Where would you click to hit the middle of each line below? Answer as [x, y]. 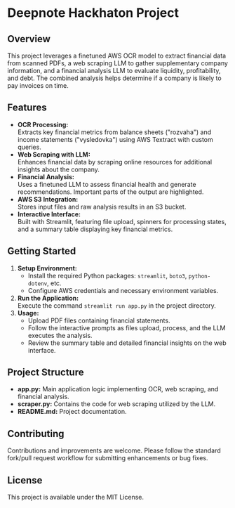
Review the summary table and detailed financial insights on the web [127, 343]
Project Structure [46, 373]
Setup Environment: [47, 268]
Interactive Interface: [49, 214]
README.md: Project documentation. [72, 412]
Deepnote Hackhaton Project [93, 13]
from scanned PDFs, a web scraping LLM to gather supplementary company [117, 63]
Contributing [36, 434]
